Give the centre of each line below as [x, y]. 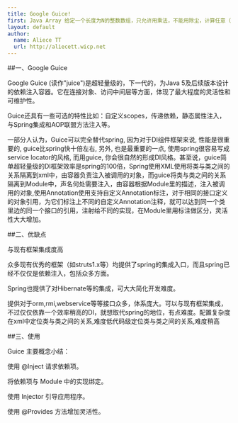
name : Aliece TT [38, 40]
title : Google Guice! [39, 14]
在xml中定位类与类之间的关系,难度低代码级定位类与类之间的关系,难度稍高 [114, 321]
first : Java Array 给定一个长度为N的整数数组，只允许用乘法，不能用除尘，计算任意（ [119, 21]
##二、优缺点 [27, 234]
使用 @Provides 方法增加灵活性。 [56, 411]
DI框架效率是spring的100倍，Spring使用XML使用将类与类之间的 [137, 166]
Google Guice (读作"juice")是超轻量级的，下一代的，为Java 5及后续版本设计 [118, 83]
